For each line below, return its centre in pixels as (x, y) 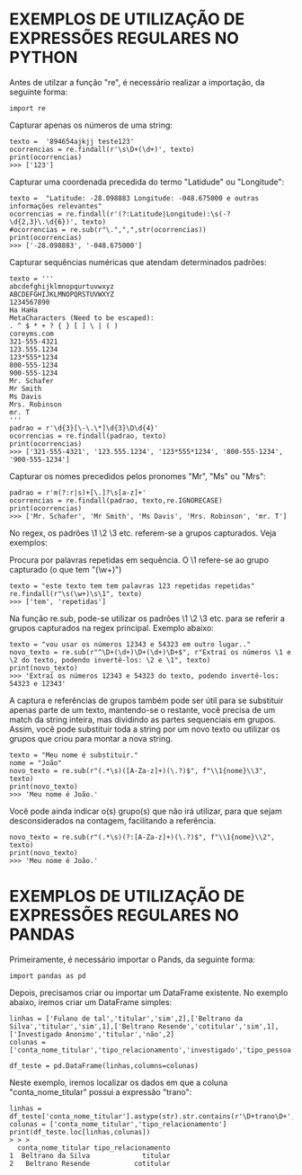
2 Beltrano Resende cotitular (90, 1163)
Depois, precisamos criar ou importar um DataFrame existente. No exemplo (149, 993)
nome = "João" (36, 763)
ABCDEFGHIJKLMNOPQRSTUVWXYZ (62, 294)
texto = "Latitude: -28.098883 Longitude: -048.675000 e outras (134, 198)
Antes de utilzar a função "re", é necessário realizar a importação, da (137, 82)
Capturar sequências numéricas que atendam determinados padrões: (138, 262)
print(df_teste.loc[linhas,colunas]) (80, 1132)
